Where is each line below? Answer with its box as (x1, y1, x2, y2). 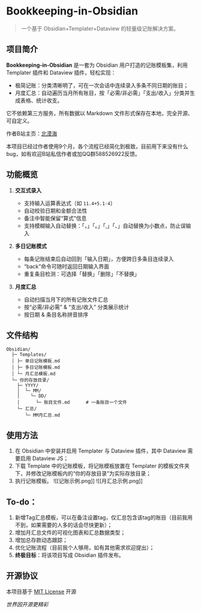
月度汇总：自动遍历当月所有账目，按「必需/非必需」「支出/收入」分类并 (14, 89, 190, 96)
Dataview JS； (32, 455, 69, 462)
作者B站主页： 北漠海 (6, 129, 58, 137)
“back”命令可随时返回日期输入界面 (23, 263, 110, 270)
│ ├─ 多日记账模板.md (11, 364, 60, 371)
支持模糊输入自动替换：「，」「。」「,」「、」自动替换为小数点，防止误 (23, 222, 186, 229)
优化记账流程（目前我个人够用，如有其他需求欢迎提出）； (14, 544, 155, 551)
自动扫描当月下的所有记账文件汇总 (23, 296, 109, 303)
